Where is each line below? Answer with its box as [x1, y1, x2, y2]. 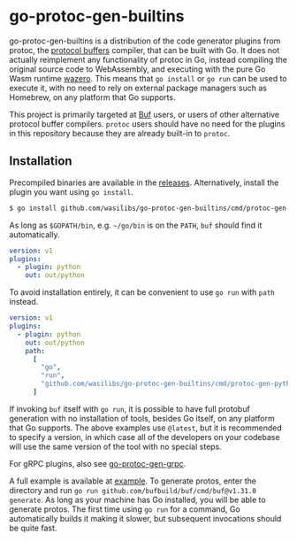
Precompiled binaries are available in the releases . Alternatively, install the [9, 177, 279, 188]
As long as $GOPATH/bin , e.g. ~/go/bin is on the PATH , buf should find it [9, 220, 263, 230]
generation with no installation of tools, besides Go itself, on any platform [9, 413, 276, 423]
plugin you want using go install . [9, 186, 134, 197]
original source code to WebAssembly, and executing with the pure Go [9, 64, 266, 74]
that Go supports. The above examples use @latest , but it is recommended [9, 422, 282, 433]
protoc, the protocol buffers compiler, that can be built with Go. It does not [9, 44, 280, 55]
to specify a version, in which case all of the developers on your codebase [9, 431, 280, 442]
